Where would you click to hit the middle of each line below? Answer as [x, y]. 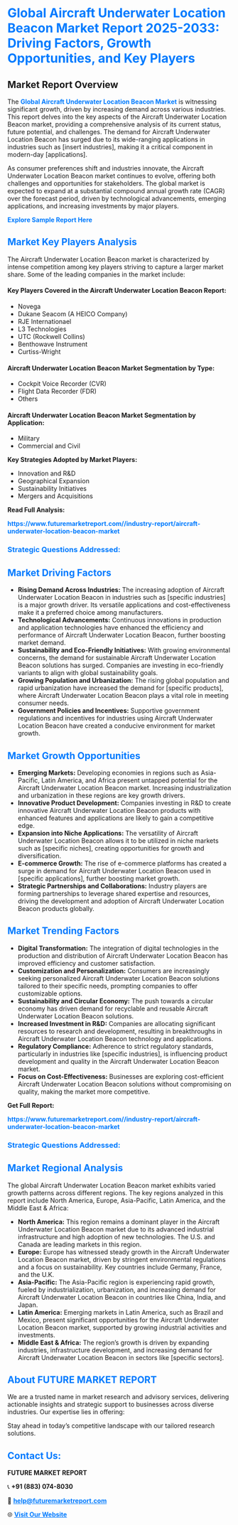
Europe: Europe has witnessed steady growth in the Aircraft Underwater [123, 1251]
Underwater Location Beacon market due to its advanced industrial [116, 1229]
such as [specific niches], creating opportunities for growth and [111, 848]
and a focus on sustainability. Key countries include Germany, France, [120, 1267]
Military [29, 438]
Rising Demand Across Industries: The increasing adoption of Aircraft [121, 590]
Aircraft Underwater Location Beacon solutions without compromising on [124, 1084]
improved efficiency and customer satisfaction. [87, 963]
